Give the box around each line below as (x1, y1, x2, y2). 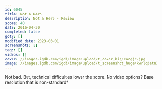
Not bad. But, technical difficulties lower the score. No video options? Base (5, 74, 154, 80)
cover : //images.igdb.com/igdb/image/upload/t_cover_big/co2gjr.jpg (5, 57, 146, 61)
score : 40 (5, 20, 25, 26)
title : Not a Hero (5, 12, 42, 16)
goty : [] (5, 34, 23, 39)
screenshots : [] (5, 43, 38, 48)
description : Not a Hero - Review (5, 16, 75, 21)
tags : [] (5, 47, 23, 52)
